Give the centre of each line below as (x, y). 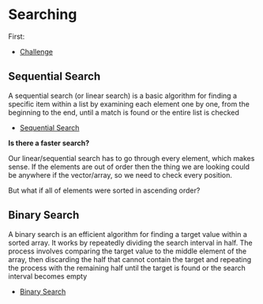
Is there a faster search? (49, 143)
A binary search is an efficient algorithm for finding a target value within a (128, 234)
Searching (43, 15)
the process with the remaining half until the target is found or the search (127, 268)
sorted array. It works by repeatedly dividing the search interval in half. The (130, 242)
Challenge (36, 51)
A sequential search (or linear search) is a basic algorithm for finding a (123, 96)
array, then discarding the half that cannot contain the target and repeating (130, 259)
